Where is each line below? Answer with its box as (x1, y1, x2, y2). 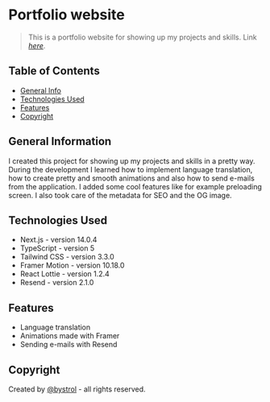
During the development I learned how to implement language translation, (8, 164, 253, 174)
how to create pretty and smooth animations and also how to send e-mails (8, 173, 255, 183)
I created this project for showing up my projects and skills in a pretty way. (8, 155, 255, 166)
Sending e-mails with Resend (19, 340, 118, 350)
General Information (8, 135, 112, 148)
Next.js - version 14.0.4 (19, 235, 98, 245)
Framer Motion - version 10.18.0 (19, 260, 125, 271)
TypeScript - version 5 (19, 243, 95, 253)
